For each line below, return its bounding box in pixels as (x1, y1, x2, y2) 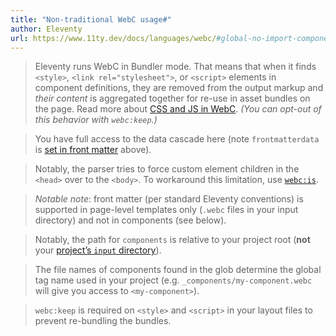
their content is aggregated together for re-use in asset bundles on (34, 92, 311, 105)
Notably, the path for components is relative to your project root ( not (34, 234, 311, 246)
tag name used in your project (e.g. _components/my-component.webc (34, 274, 313, 286)
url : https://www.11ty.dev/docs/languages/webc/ (10, 33, 217, 43)
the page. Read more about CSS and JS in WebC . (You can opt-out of (34, 103, 322, 115)
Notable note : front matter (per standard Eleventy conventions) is (34, 193, 304, 205)
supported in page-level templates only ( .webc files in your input (34, 204, 299, 216)
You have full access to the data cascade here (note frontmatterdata (34, 133, 320, 145)
